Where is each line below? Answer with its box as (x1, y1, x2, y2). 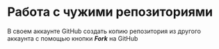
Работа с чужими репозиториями (7, 4, 213, 20)
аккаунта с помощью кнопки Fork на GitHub (7, 34, 138, 42)
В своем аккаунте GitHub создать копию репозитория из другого (7, 27, 202, 35)
